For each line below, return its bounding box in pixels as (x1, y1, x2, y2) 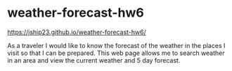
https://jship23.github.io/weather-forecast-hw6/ (7, 28, 146, 36)
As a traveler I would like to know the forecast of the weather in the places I (7, 41, 226, 49)
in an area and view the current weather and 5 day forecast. (7, 56, 181, 64)
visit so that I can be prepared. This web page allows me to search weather (7, 49, 225, 57)
